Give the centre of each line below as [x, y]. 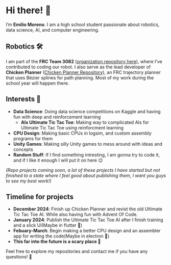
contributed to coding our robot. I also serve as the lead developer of [78, 67]
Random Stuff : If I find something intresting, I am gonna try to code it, [87, 154]
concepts [23, 149]
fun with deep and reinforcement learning [57, 117]
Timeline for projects [40, 196]
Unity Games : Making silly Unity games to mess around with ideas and [88, 144]
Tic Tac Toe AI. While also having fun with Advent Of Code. [76, 215]
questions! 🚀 [19, 257]
